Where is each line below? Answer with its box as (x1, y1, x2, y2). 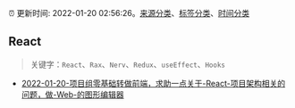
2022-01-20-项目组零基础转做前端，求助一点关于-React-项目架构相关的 (21, 78, 286, 88)
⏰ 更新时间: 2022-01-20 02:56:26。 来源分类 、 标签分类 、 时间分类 (8, 8, 250, 18)
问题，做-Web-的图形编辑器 (21, 88, 124, 100)
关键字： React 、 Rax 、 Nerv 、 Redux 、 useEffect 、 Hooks (29, 59, 225, 70)
